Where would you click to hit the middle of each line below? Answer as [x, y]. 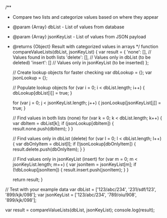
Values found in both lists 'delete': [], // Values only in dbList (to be [81, 57]
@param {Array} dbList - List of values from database [68, 27]
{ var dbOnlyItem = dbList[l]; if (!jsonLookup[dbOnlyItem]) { [74, 144]
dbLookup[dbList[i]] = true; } [42, 93]
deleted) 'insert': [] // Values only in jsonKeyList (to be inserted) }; [80, 62]
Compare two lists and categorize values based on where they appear [86, 17]
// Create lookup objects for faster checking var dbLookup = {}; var [82, 72]
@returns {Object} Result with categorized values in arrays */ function [85, 47]
